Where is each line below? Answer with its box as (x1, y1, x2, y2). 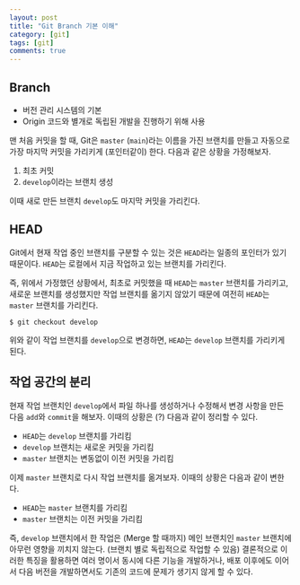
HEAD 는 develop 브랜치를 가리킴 (22, 430, 132, 441)
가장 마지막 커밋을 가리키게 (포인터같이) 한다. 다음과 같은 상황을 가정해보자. (9, 145, 271, 157)
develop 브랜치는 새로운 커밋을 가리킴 (22, 441, 154, 452)
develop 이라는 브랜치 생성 (22, 176, 114, 187)
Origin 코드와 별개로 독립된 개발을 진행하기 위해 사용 (22, 116, 206, 127)
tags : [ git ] (9, 38, 54, 48)
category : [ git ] (9, 30, 70, 39)
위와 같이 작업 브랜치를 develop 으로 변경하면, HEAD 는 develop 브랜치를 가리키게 (9, 334, 286, 345)
